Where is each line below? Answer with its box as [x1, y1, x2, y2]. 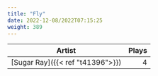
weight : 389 [7, 23, 43, 30]
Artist [56, 46, 77, 56]
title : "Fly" [7, 10, 46, 18]
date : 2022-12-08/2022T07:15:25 [7, 17, 103, 24]
